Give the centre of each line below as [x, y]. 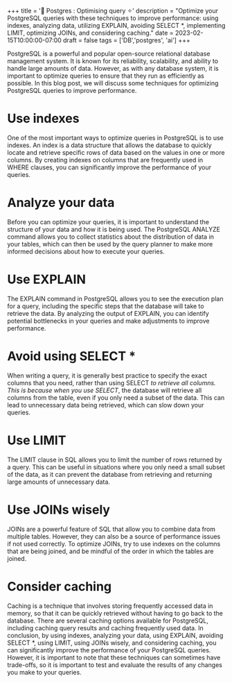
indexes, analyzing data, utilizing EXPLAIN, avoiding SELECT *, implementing [116, 25]
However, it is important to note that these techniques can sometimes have [114, 657]
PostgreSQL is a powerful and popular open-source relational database [109, 53]
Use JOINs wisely [59, 509]
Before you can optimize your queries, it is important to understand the [108, 221]
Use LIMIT [37, 440]
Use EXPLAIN [47, 279]
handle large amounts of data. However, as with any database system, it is [113, 68]
